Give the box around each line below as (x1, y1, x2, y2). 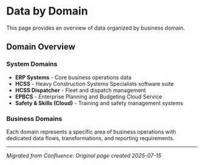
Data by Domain (6, 4, 88, 18)
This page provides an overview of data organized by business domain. (6, 24, 185, 31)
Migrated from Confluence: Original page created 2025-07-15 (6, 152, 162, 159)
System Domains (6, 60, 58, 68)
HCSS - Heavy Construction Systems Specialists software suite (15, 80, 174, 87)
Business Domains (6, 114, 63, 123)
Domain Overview (6, 42, 76, 52)
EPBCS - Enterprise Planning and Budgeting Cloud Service (15, 92, 163, 100)
